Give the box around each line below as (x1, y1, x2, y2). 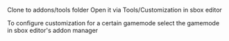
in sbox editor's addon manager (7, 27, 99, 34)
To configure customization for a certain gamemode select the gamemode (7, 19, 220, 27)
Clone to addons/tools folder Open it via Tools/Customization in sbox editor (7, 6, 222, 14)
